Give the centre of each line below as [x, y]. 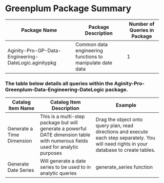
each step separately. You [125, 138]
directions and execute [122, 132]
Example [126, 105]
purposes [51, 153]
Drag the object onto [119, 120]
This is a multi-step [62, 117]
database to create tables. [125, 150]
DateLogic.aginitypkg [32, 62]
